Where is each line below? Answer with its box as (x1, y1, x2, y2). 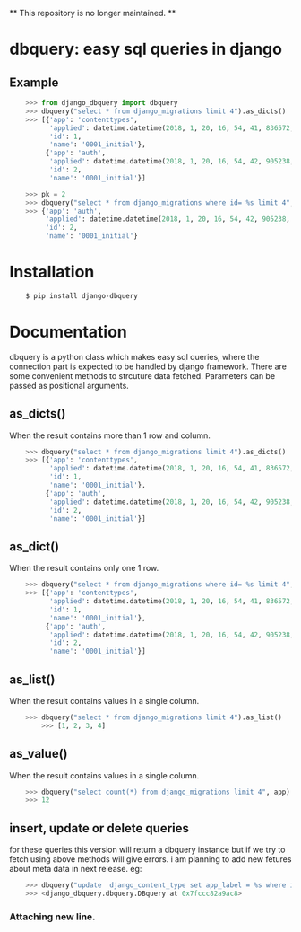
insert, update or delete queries (9, 821, 190, 836)
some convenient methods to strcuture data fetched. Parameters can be (9, 370, 276, 381)
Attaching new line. (9, 910, 96, 923)
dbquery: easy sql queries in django (9, 40, 282, 59)
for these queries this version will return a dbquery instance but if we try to (9, 844, 286, 856)
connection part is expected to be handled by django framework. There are (9, 361, 287, 372)
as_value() (9, 746, 68, 761)
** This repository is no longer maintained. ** (9, 8, 176, 18)
